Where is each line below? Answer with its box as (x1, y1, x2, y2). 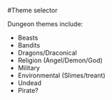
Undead (17, 79, 41, 87)
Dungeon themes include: (7, 20, 83, 28)
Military (17, 64, 41, 72)
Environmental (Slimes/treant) (17, 71, 106, 79)
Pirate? (17, 87, 39, 94)
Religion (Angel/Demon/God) (17, 56, 103, 65)
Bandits (17, 41, 41, 49)
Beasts (17, 33, 39, 42)
